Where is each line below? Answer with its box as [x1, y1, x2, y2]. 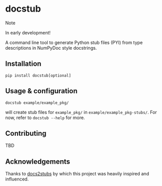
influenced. [5, 176, 29, 182]
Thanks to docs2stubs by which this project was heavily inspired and [5, 171, 149, 177]
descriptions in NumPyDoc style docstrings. [5, 45, 97, 51]
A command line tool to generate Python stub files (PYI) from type [5, 39, 143, 46]
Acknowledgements [5, 157, 70, 166]
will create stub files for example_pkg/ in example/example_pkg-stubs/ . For [5, 109, 157, 115]
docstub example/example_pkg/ [5, 100, 69, 105]
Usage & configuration [5, 87, 77, 95]
